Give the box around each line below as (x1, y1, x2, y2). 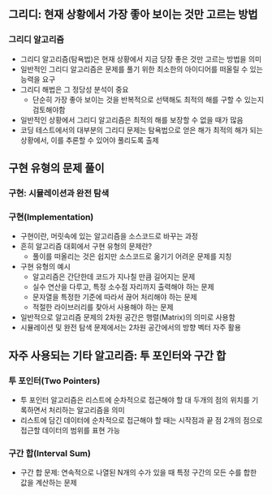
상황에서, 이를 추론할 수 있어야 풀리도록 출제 (19, 135, 160, 144)
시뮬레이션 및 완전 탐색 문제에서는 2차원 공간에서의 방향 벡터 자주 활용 (19, 323, 242, 333)
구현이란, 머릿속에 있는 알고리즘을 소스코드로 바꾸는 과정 (19, 231, 199, 241)
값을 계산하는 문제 (19, 478, 77, 488)
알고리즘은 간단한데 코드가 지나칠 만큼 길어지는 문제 (32, 272, 196, 282)
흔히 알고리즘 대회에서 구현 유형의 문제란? (19, 242, 153, 252)
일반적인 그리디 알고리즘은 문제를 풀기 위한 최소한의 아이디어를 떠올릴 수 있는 (19, 64, 264, 74)
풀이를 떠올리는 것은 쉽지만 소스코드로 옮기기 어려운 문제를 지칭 (32, 252, 232, 261)
